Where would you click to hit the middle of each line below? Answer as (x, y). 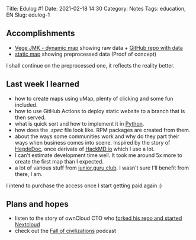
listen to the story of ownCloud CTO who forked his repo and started (98, 218)
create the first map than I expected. (59, 161)
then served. (30, 117)
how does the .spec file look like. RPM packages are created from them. (102, 130)
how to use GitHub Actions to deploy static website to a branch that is (100, 111)
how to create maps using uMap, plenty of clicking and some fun (94, 98)
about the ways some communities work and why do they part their (97, 136)
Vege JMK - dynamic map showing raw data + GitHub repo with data (99, 47)
